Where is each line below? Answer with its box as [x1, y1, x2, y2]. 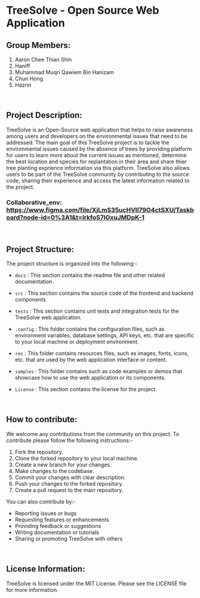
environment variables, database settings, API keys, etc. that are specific [14, 331, 195, 338]
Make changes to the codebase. [14, 467, 94, 474]
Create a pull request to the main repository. [14, 486, 124, 493]
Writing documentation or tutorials [14, 529, 100, 536]
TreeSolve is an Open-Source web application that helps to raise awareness [6, 126, 193, 133]
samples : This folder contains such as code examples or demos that [14, 367, 183, 374]
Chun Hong [14, 75, 44, 82]
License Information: [6, 564, 85, 574]
